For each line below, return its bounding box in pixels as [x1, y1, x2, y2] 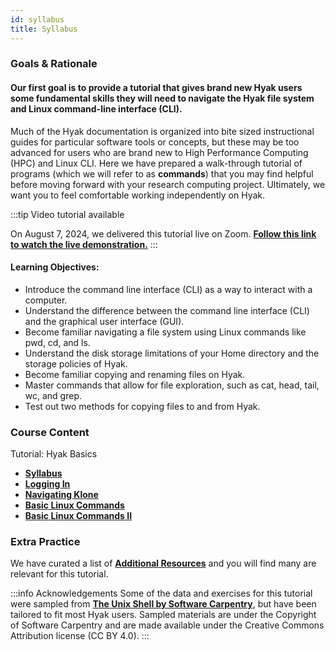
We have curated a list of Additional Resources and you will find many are [10, 557, 317, 570]
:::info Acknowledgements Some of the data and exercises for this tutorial [10, 587, 313, 600]
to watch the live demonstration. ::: [10, 238, 158, 250]
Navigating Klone [24, 489, 99, 501]
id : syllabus [10, 14, 65, 25]
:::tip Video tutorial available [10, 208, 125, 220]
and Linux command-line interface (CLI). [10, 103, 183, 115]
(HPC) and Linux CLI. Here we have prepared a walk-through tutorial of [10, 157, 303, 169]
